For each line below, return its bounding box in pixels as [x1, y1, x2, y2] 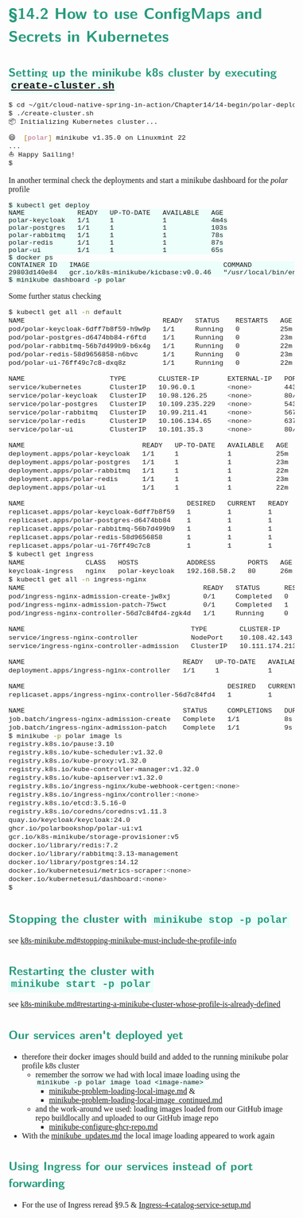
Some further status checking [8, 292, 102, 301]
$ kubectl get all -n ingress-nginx [8, 575, 147, 584]
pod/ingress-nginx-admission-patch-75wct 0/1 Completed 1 [8, 600, 289, 609]
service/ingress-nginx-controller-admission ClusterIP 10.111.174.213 [8, 642, 297, 650]
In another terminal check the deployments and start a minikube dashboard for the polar [8, 176, 289, 185]
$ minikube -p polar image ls [8, 731, 122, 740]
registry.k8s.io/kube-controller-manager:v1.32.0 [8, 766, 200, 774]
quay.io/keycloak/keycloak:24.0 [8, 817, 131, 824]
